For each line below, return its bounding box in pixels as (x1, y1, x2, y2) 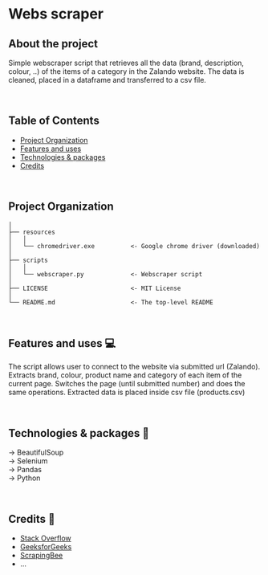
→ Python (8, 473, 41, 483)
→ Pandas (8, 465, 43, 475)
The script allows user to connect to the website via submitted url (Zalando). (8, 362, 261, 372)
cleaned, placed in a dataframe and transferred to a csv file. (8, 75, 207, 84)
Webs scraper (8, 5, 104, 23)
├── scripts (8, 256, 48, 264)
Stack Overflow (19, 533, 72, 543)
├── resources (8, 228, 56, 236)
